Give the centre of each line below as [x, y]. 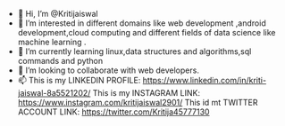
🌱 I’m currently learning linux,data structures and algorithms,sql [134, 51]
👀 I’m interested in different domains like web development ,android [142, 23]
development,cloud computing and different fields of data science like [147, 32]
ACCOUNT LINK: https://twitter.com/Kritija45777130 [113, 112]
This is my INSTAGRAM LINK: [147, 93]
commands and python [60, 61]
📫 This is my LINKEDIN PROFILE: [79, 80]
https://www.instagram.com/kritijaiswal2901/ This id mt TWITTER [138, 102]
